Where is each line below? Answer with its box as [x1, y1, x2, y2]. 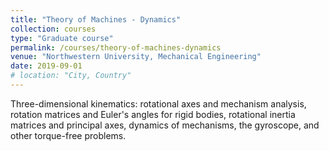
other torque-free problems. [10, 129, 127, 141]
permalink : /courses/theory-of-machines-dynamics [10, 42, 222, 53]
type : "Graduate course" [10, 33, 114, 43]
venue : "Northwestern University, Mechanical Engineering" [10, 52, 262, 62]
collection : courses [10, 24, 97, 34]
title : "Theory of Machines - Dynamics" [10, 14, 182, 25]
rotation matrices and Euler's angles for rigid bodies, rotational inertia [10, 108, 296, 120]
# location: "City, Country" [10, 71, 132, 81]
